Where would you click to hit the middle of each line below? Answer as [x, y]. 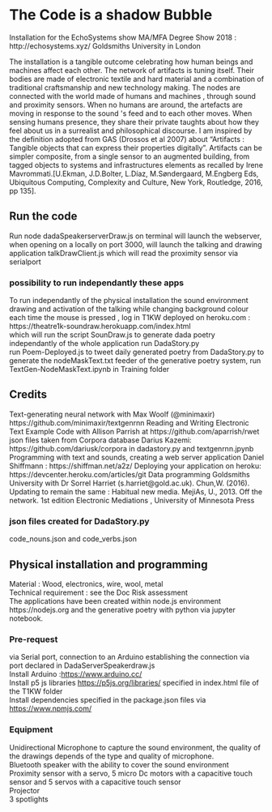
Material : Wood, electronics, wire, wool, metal [86, 583]
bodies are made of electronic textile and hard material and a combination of [137, 79]
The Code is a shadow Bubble [111, 15]
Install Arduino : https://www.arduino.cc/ [76, 674]
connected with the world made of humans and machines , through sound [132, 96]
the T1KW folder [36, 691]
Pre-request [34, 639]
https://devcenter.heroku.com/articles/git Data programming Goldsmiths [130, 474]
